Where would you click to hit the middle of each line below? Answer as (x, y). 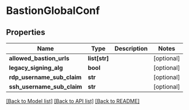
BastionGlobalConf (53, 11)
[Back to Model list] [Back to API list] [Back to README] (73, 101)
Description (131, 49)
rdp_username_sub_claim (45, 77)
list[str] (98, 58)
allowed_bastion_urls (39, 58)
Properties (26, 32)
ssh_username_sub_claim (46, 87)
